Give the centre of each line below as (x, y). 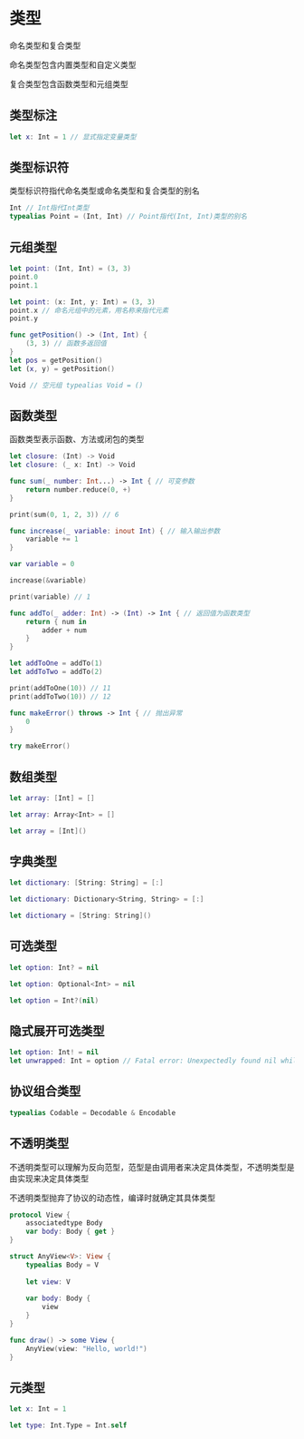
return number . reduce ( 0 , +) (78, 489)
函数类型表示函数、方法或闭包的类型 (77, 439)
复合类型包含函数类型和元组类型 (69, 83)
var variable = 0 (42, 564)
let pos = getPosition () (56, 360)
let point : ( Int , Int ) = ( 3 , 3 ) (70, 269)
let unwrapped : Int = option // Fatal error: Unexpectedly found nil (143, 1061)
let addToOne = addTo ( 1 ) (56, 663)
